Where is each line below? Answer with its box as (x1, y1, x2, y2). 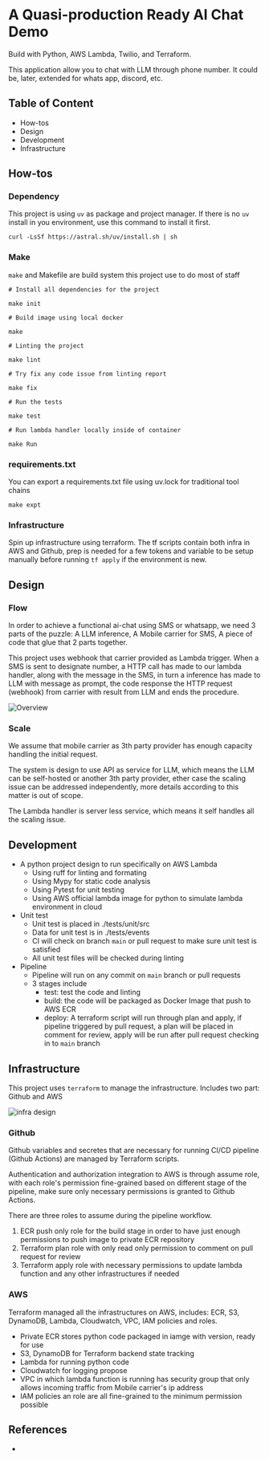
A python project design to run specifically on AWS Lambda (19, 859, 218, 869)
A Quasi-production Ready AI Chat (8, 6, 244, 24)
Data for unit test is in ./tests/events (31, 927, 150, 937)
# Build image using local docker (8, 313, 124, 322)
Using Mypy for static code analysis (31, 877, 151, 886)
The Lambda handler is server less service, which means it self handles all (8, 806, 255, 816)
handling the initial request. (8, 749, 98, 760)
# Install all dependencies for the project (8, 285, 160, 294)
